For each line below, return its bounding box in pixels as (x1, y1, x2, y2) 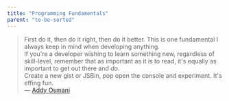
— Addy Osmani (23, 86, 71, 94)
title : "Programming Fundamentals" (7, 10, 109, 17)
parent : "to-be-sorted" (7, 16, 75, 23)
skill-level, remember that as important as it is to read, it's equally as (23, 57, 217, 65)
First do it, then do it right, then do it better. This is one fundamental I (23, 35, 219, 43)
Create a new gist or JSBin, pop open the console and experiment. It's (23, 71, 223, 79)
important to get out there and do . (23, 64, 120, 72)
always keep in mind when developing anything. (23, 42, 160, 50)
